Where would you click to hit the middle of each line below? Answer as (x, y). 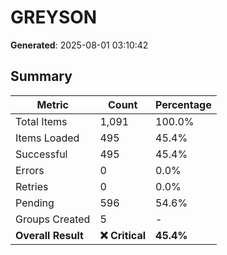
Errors (30, 170)
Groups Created (53, 219)
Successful (41, 154)
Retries (32, 186)
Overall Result (49, 235)
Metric (53, 104)
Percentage (183, 104)
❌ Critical (123, 235)
